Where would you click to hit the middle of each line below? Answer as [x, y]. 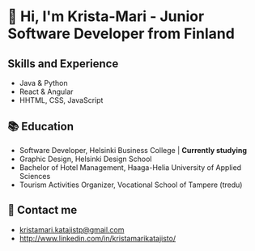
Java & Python [43, 83]
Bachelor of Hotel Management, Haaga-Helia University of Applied [130, 167]
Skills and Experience [63, 64]
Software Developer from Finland [121, 34]
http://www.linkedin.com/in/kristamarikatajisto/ [97, 238]
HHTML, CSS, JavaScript [61, 100]
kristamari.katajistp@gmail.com [72, 229]
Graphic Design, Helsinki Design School [85, 159]
